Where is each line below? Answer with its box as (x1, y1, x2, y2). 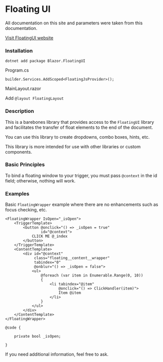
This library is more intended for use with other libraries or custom (5, 143, 141, 150)
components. (5, 149, 32, 155)
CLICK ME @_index (31, 234, 68, 239)
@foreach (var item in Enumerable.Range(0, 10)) (40, 273, 143, 278)
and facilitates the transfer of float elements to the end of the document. (5, 124, 153, 130)
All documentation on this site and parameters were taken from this (5, 20, 143, 26)
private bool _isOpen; (14, 334, 61, 339)
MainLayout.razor (5, 86, 41, 91)
